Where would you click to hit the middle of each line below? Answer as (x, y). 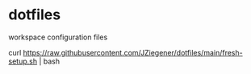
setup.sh (23, 61)
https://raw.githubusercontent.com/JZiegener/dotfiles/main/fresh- (133, 52)
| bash (50, 61)
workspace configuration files (58, 37)
